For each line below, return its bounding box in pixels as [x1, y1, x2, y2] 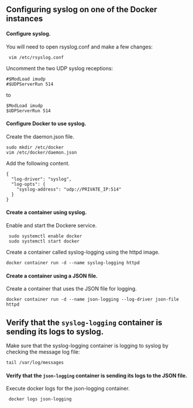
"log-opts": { [11, 181, 46, 187]
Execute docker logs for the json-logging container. [6, 385, 130, 392]
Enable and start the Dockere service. [6, 222, 97, 229]
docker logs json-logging [8, 396, 72, 402]
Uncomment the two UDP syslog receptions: [6, 64, 113, 72]
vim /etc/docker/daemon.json [6, 149, 77, 155]
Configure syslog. [6, 30, 51, 37]
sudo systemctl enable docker [8, 233, 82, 239]
